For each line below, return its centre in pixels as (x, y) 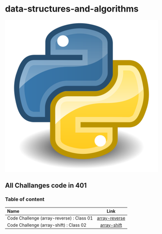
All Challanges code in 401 (46, 185)
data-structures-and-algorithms (72, 9)
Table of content (25, 199)
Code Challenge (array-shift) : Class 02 (47, 225)
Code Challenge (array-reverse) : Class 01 (50, 218)
